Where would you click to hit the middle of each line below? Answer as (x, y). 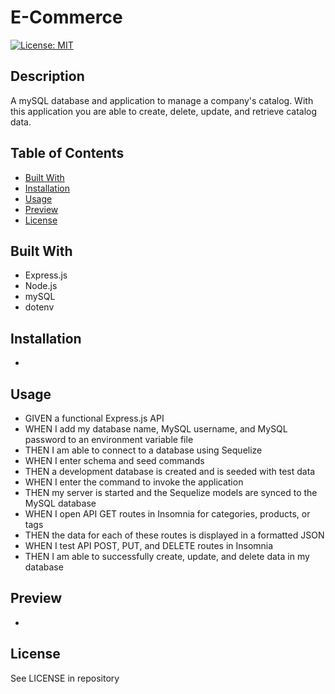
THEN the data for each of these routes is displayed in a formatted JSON (174, 535)
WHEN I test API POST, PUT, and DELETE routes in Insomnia (149, 545)
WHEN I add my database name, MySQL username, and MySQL (156, 429)
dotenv (39, 307)
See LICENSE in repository (65, 678)
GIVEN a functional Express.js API (94, 418)
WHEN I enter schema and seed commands (114, 460)
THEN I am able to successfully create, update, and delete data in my (167, 556)
